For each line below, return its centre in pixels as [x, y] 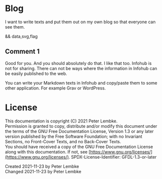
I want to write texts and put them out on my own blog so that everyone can [80, 22]
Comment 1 [22, 52]
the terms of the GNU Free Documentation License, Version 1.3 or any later [79, 131]
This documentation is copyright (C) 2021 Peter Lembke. [61, 121]
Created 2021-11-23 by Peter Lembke [42, 166]
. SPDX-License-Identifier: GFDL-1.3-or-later [113, 157]
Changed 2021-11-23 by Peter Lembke [43, 171]
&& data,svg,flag [21, 36]
